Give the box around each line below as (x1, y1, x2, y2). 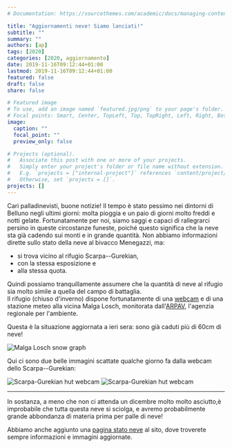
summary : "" (7, 35, 41, 42)
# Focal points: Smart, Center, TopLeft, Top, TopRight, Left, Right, (7, 112, 215, 120)
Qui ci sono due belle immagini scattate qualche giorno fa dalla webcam (7, 357, 212, 365)
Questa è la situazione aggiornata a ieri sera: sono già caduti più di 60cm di (7, 322, 222, 330)
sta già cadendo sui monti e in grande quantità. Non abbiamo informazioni (7, 231, 217, 239)
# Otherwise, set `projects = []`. (7, 176, 116, 183)
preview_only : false (13, 138, 72, 145)
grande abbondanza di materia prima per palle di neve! (7, 412, 164, 420)
